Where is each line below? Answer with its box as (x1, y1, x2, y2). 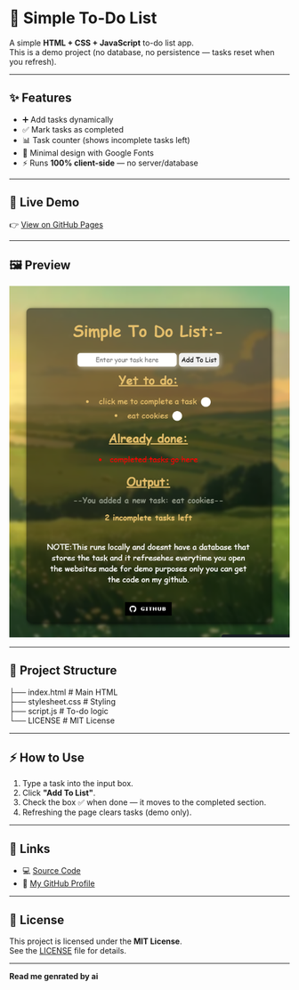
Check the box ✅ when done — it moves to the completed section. (21, 797, 267, 808)
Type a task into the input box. (21, 778, 133, 789)
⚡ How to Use (9, 750, 85, 765)
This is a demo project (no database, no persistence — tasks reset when (9, 46, 275, 57)
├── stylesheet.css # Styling (9, 696, 116, 706)
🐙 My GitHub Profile (21, 878, 95, 889)
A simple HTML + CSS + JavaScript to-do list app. (9, 37, 194, 48)
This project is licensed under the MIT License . (9, 936, 182, 946)
